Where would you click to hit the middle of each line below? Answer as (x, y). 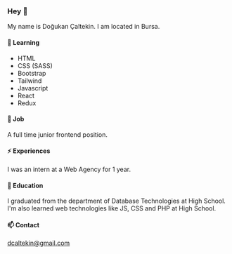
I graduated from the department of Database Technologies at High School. (117, 201)
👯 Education (25, 185)
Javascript (33, 88)
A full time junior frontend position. (57, 134)
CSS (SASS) (35, 65)
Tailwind (30, 81)
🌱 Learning (24, 42)
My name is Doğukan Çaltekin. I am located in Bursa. (84, 27)
